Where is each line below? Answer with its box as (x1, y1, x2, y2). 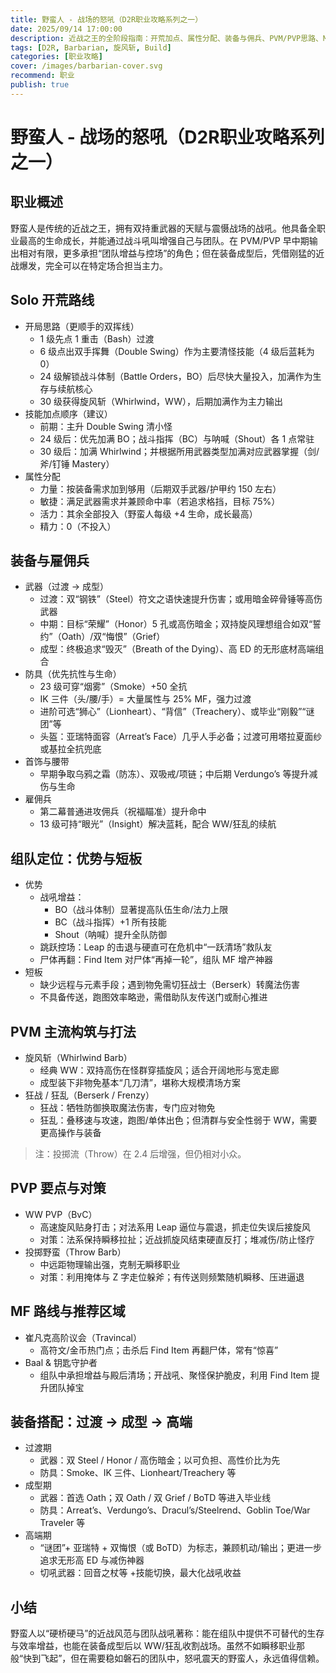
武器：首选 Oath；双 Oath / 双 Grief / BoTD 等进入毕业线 (39, 1492, 272, 1504)
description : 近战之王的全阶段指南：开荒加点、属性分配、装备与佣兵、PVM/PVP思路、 (10, 33, 323, 43)
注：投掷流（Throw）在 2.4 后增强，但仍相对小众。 (34, 1148, 247, 1160)
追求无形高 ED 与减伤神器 (39, 1554, 145, 1566)
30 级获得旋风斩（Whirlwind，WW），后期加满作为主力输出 (39, 395, 283, 407)
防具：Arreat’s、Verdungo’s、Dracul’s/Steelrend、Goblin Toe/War (39, 1504, 311, 1516)
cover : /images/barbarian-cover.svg (10, 61, 163, 71)
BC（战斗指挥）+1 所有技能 (54, 916, 167, 928)
